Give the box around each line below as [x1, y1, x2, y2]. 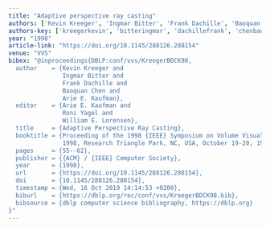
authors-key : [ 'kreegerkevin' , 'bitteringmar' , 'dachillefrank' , [8, 27, 231, 35]
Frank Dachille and [62, 79, 128, 87]
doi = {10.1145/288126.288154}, [15, 176, 146, 185]
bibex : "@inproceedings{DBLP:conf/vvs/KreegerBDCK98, [8, 57, 193, 65]
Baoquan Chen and [62, 86, 121, 95]
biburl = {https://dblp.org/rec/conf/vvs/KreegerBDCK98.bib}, [15, 191, 239, 200]
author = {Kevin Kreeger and [15, 64, 125, 72]
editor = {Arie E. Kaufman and [15, 101, 131, 109]
